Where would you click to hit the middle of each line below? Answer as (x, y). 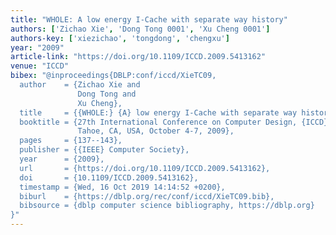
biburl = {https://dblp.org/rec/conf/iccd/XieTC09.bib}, (147, 196)
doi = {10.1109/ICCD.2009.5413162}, (109, 177)
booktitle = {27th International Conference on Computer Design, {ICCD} (174, 122)
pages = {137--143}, (71, 141)
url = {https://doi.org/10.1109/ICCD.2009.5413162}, (145, 168)
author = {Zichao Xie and (80, 85)
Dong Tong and (107, 94)
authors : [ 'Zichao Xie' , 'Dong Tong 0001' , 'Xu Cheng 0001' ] (140, 29)
